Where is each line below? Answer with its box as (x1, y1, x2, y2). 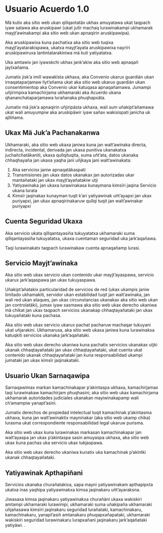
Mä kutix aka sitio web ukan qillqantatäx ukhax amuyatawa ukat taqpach (5, 20, 151, 25)
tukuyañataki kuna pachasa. (5, 313, 62, 319)
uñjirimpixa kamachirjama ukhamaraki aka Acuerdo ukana (5, 89, 121, 95)
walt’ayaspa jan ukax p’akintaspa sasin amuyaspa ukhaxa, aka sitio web (5, 435, 149, 441)
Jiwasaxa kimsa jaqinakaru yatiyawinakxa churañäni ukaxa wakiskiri (5, 496, 143, 502)
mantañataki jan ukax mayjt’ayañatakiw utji (12, 177, 99, 183)
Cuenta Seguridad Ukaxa (5, 217, 83, 226)
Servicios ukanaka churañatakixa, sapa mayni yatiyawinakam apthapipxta (5, 482, 153, 487)
